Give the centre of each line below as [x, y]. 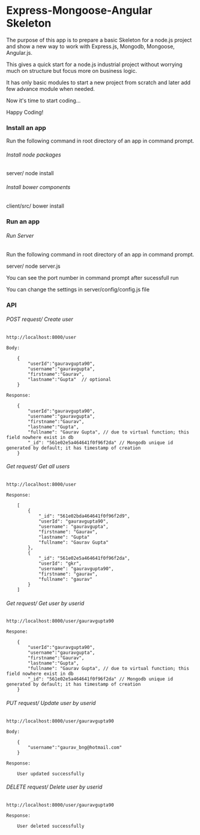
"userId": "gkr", [60, 563]
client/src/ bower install [35, 206]
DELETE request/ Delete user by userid [54, 787]
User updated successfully [51, 774]
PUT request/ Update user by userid [51, 703]
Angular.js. [20, 52]
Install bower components [38, 187]
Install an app [26, 128]
